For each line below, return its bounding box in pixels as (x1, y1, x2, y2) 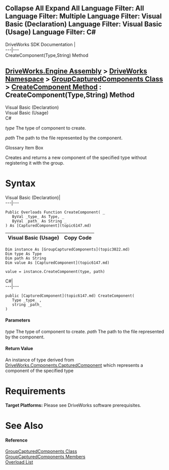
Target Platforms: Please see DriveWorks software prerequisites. (5, 402, 142, 408)
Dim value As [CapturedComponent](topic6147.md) (5, 260, 110, 265)
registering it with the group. (5, 160, 65, 166)
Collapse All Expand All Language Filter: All (5, 4, 144, 13)
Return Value (5, 346, 33, 352)
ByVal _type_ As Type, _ (12, 214, 65, 219)
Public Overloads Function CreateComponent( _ (5, 209, 105, 215)
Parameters (5, 317, 30, 323)
